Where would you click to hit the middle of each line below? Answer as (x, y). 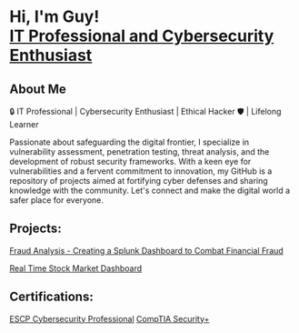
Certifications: (51, 297)
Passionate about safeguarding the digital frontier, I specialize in (130, 142)
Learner (24, 124)
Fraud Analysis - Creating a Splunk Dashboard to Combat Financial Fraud (146, 250)
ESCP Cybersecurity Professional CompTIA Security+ (110, 318)
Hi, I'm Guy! (55, 17)
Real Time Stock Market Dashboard (76, 268)
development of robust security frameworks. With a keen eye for (130, 161)
